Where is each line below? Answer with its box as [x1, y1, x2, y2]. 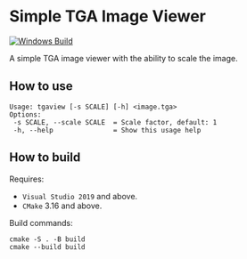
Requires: [9, 174, 45, 184]
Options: [9, 109, 42, 119]
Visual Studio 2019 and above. [21, 190, 138, 201]
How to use [9, 78, 73, 94]
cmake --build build [9, 242, 86, 251]
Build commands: [9, 217, 73, 228]
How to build [9, 150, 81, 166]
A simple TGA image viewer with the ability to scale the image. [9, 53, 238, 63]
